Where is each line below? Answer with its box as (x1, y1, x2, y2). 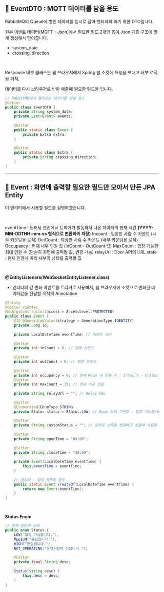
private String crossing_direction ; (22, 155, 97, 160)
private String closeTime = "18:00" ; (14, 450, 91, 455)
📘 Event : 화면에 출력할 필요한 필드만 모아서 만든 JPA (5, 183, 156, 191)
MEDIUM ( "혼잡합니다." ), (14, 537, 57, 542)
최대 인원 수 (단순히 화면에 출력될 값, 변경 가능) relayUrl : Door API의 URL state (5, 249, 157, 255)
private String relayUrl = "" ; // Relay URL (14, 391, 106, 396)
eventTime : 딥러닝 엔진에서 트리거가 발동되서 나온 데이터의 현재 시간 (5, 224, 137, 231)
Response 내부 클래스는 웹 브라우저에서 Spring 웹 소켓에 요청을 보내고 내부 (5, 69, 149, 75)
